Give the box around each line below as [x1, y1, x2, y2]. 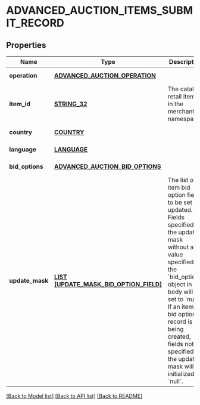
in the [167, 100, 183, 108]
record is [167, 317, 193, 326]
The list [167, 176, 189, 184]
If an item [167, 302, 194, 311]
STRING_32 [54, 100, 87, 108]
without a [167, 243, 194, 251]
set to [167, 295, 184, 303]
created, [167, 332, 192, 341]
